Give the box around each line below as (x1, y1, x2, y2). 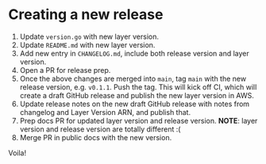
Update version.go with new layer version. (19, 32, 160, 41)
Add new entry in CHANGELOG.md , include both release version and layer (19, 48, 250, 58)
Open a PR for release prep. (19, 65, 111, 74)
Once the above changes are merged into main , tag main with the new (19, 74, 247, 83)
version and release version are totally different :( (19, 124, 181, 134)
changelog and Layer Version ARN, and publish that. (19, 107, 191, 116)
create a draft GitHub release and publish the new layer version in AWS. (19, 90, 254, 100)
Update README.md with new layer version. (19, 40, 156, 49)
